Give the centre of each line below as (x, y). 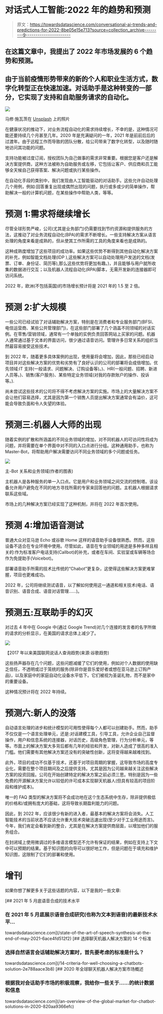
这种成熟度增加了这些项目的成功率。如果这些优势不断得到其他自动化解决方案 (81, 251)
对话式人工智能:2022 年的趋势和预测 (78, 10)
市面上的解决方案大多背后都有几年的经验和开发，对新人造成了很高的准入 (86, 746)
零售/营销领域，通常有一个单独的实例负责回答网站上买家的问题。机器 (87, 334)
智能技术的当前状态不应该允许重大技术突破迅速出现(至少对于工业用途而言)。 (81, 819)
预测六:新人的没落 (41, 713)
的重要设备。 (18, 681)
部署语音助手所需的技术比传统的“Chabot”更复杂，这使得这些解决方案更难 (78, 568)
